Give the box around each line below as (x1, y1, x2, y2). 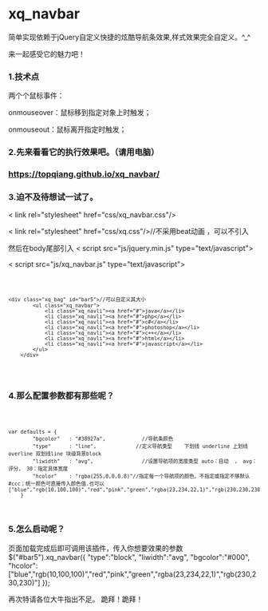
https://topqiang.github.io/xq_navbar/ (8, 169, 160, 180)
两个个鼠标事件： (8, 91, 65, 101)
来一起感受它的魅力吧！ (8, 49, 85, 58)
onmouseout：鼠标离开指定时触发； (8, 125, 127, 134)
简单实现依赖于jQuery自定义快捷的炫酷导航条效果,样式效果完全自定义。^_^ (8, 32, 251, 42)
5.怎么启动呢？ (8, 524, 65, 535)
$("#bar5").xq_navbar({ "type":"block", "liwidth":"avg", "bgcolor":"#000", (8, 552, 250, 561)
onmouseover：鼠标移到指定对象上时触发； (8, 108, 152, 117)
